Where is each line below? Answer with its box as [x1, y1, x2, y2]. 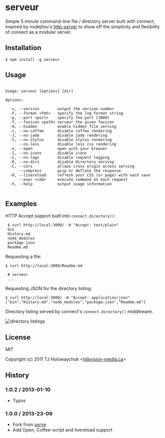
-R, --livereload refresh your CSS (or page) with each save [10, 172, 151, 178]
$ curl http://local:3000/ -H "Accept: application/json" [5, 295, 130, 301]
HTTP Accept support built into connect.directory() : [5, 213, 116, 219]
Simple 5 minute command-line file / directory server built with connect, [5, 18, 155, 24]
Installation [5, 43, 42, 52]
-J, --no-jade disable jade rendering [10, 133, 108, 138]
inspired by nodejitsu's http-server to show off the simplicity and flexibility [5, 23, 160, 29]
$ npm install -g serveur [5, 57, 60, 62]
